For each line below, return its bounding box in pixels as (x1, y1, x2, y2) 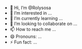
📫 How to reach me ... (9, 26, 56, 32)
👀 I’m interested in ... (9, 10, 52, 16)
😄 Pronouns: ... (9, 33, 42, 39)
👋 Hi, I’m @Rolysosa (9, 5, 51, 10)
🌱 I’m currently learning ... (9, 15, 63, 21)
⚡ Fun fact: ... (9, 39, 37, 45)
